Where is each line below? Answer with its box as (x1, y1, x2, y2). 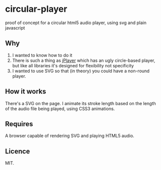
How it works (5, 87, 46, 96)
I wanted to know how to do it (12, 52, 72, 58)
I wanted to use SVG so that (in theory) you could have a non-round (12, 68, 150, 74)
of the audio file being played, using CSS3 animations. (5, 106, 115, 112)
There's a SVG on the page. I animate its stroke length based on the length (5, 100, 156, 106)
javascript (5, 25, 26, 30)
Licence (5, 147, 31, 155)
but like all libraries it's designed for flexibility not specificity (12, 62, 134, 68)
